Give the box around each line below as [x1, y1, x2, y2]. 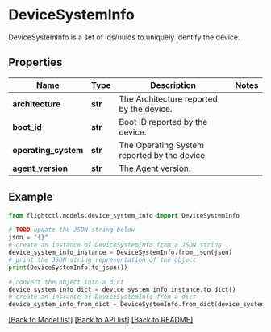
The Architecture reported [119, 93, 218, 104]
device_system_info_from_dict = [8, 301, 117, 309]
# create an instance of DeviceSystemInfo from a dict [8, 293, 197, 301]
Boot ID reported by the [119, 116, 208, 127]
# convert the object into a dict [8, 278, 125, 286]
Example [8, 190, 53, 204]
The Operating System [119, 139, 204, 151]
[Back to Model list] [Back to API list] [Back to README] [8, 315, 194, 325]
